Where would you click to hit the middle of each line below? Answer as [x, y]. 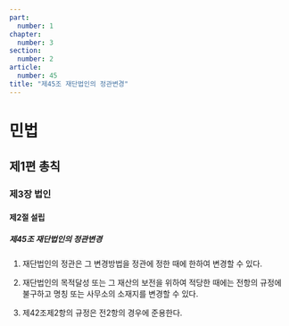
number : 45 [37, 76]
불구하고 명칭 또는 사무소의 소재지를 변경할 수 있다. [110, 293]
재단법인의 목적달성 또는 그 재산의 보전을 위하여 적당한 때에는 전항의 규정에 [152, 282]
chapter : [25, 34]
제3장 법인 [30, 195]
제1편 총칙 [35, 167]
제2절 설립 [27, 217]
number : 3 [35, 42]
